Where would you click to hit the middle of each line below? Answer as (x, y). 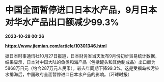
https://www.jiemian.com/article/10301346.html (56, 46)
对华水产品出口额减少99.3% (62, 22)
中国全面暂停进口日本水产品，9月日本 (81, 10)
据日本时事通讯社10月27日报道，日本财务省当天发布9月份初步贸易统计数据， (82, 56)
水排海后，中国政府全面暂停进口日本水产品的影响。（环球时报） (68, 74)
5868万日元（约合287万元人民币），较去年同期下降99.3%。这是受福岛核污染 (82, 68)
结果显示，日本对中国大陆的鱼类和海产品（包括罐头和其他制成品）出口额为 (80, 62)
